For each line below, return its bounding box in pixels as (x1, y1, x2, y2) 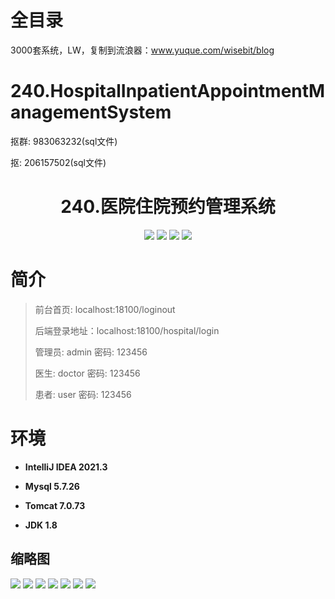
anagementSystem (10, 101, 172, 124)
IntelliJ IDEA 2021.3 (24, 461, 108, 473)
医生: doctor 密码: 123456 (34, 367, 141, 379)
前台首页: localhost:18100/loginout (34, 303, 176, 315)
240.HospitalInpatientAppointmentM (10, 80, 326, 103)
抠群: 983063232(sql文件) (10, 135, 118, 147)
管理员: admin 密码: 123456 (34, 346, 148, 358)
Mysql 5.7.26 (24, 480, 80, 492)
